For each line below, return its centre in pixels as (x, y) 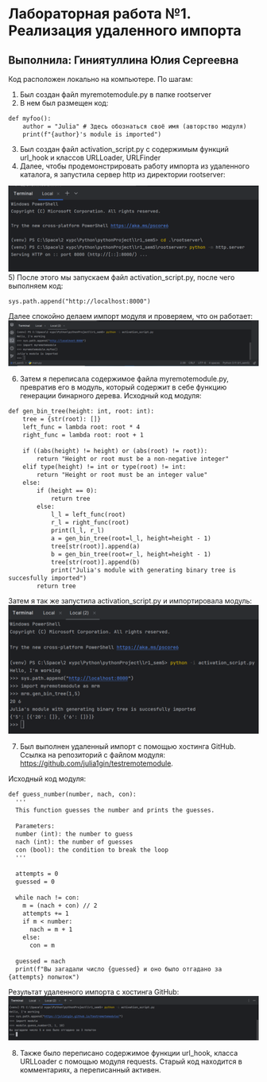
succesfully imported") (48, 578)
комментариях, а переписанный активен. (90, 1070)
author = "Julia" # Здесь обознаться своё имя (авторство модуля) (135, 126)
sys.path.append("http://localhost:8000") (79, 302)
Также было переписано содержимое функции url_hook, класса (129, 1053)
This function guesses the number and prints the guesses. (115, 810)
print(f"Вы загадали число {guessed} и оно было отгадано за (119, 969)
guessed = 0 (35, 882)
